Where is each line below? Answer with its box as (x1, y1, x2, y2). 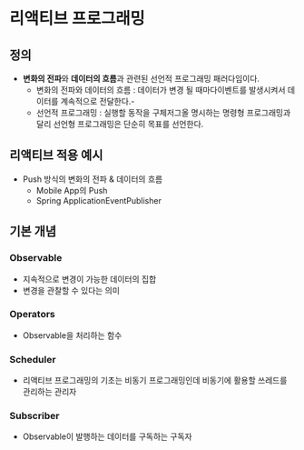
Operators (9, 308, 56, 321)
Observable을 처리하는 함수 (22, 329, 123, 341)
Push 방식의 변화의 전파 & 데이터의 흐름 (22, 174, 163, 185)
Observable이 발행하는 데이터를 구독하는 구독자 (22, 431, 192, 442)
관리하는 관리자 (22, 386, 77, 397)
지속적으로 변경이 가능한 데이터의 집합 (22, 274, 157, 285)
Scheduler (9, 353, 56, 365)
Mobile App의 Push (35, 185, 108, 195)
